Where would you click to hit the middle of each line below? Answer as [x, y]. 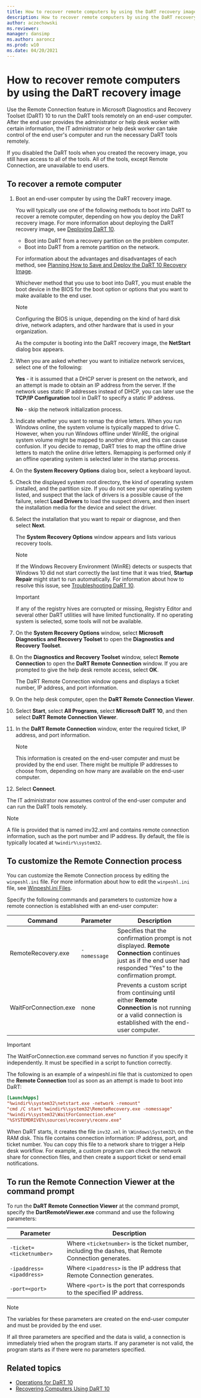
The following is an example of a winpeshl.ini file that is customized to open [100, 1074]
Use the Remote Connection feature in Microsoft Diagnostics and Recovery [99, 109]
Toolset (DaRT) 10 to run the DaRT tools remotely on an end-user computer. [100, 116]
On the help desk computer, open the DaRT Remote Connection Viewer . [105, 699]
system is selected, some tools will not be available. [79, 621]
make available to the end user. [54, 295]
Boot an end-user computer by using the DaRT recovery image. [93, 198]
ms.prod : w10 [23, 45]
